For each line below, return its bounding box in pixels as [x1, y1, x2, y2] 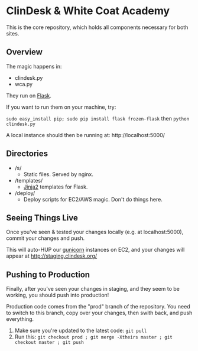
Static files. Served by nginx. [23, 170, 93, 178]
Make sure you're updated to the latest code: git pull [14, 327, 147, 334]
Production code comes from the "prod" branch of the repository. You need [6, 303, 190, 310]
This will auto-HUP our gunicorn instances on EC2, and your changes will [6, 246, 185, 253]
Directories [6, 149, 48, 159]
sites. [6, 30, 20, 37]
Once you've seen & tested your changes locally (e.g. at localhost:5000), [6, 229, 184, 236]
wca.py [14, 80, 33, 87]
